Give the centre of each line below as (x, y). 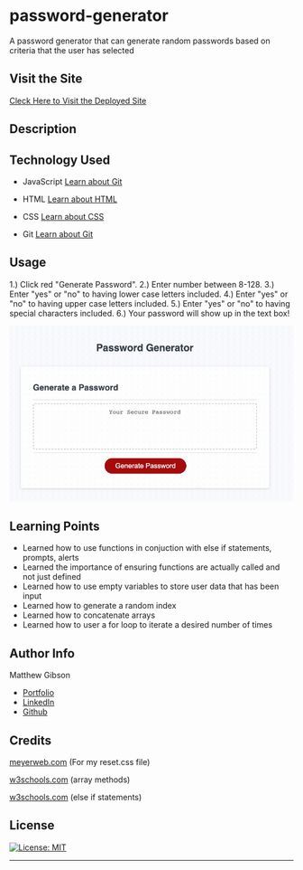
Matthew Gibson (40, 676)
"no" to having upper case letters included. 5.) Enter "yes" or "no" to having (150, 303)
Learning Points (55, 527)
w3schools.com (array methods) (70, 780)
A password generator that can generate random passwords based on (140, 41)
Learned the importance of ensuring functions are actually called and (151, 567)
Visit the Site (46, 79)
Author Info (42, 653)
